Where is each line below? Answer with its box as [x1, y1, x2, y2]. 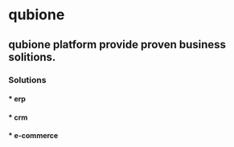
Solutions [8, 74, 47, 85]
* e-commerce [8, 131, 59, 141]
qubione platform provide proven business [8, 38, 227, 51]
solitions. [8, 50, 56, 63]
